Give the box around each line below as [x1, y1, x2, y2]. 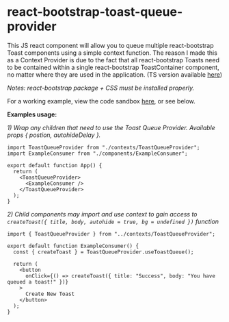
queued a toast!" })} [7, 278, 69, 285]
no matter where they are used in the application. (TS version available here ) [7, 70, 223, 79]
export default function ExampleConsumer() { [7, 243, 139, 249]
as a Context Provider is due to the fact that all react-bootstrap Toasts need [7, 55, 220, 64]
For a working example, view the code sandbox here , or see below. [7, 97, 196, 105]
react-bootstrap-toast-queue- [7, 4, 183, 20]
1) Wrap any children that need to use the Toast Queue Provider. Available [7, 123, 215, 132]
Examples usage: [7, 110, 57, 119]
